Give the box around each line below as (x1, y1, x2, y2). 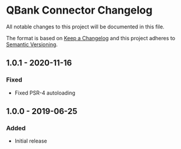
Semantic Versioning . (6, 41, 58, 48)
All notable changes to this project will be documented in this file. (6, 23, 165, 30)
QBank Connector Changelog (6, 4, 153, 17)
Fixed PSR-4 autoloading (14, 89, 75, 96)
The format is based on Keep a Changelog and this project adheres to (6, 34, 176, 41)
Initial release (14, 137, 47, 145)
